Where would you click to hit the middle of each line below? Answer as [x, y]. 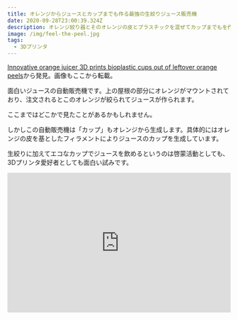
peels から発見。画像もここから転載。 [62, 76]
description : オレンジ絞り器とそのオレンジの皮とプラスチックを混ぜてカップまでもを [118, 27]
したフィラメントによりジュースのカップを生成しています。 [137, 138]
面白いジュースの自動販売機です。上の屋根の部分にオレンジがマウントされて [118, 90]
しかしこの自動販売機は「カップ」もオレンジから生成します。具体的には [113, 129]
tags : [15, 40]
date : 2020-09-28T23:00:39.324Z [55, 21]
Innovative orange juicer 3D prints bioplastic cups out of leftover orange [112, 67]
